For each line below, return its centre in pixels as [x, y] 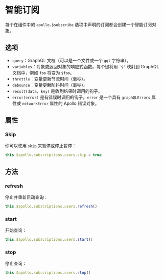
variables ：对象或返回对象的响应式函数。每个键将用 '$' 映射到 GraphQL [85, 66]
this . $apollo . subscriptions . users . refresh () [51, 206]
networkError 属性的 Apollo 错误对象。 [60, 103]
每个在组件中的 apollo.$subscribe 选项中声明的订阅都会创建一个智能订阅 [79, 25]
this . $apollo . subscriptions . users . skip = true [53, 155]
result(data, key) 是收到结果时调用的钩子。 [57, 91]
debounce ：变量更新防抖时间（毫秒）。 [50, 85]
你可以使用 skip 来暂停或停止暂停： [41, 146]
